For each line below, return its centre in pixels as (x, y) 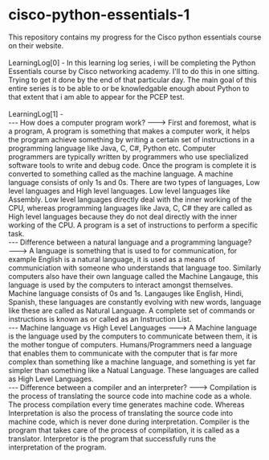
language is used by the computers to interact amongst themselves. (121, 285)
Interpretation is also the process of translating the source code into (121, 413)
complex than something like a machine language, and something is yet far (132, 361)
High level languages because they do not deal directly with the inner (123, 216)
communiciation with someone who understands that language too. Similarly (135, 268)
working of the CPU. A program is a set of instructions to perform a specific (133, 225)
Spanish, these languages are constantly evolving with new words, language (135, 302)
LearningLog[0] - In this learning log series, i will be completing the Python (132, 63)
